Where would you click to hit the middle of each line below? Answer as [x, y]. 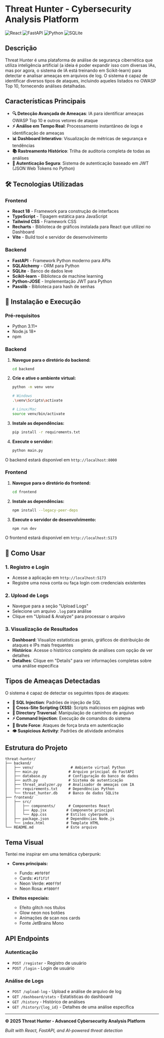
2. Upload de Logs [27, 596]
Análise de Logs [24, 981]
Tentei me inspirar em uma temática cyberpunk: [53, 854]
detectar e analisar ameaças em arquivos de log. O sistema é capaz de [76, 75]
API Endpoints [27, 938]
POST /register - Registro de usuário [49, 963]
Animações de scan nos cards [50, 918]
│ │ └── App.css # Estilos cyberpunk [57, 815]
